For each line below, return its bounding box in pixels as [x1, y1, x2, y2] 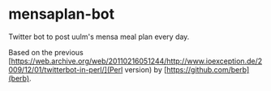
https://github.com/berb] [166, 64, 250, 74]
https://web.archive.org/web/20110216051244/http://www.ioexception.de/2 [11, 56, 262, 66]
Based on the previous [8, 47, 84, 57]
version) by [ [124, 64, 167, 74]
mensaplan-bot [8, 5, 115, 24]
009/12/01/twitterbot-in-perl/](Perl [8, 64, 123, 74]
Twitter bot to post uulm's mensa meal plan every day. [8, 32, 190, 41]
